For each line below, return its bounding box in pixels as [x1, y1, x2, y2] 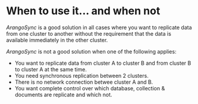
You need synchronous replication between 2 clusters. [14, 72, 149, 79]
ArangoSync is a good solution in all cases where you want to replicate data [6, 24, 192, 31]
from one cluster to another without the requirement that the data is [6, 30, 171, 37]
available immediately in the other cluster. [6, 36, 108, 43]
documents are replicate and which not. [14, 91, 112, 98]
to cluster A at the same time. [14, 65, 87, 73]
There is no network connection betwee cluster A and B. [14, 78, 153, 86]
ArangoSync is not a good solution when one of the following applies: [6, 48, 177, 55]
